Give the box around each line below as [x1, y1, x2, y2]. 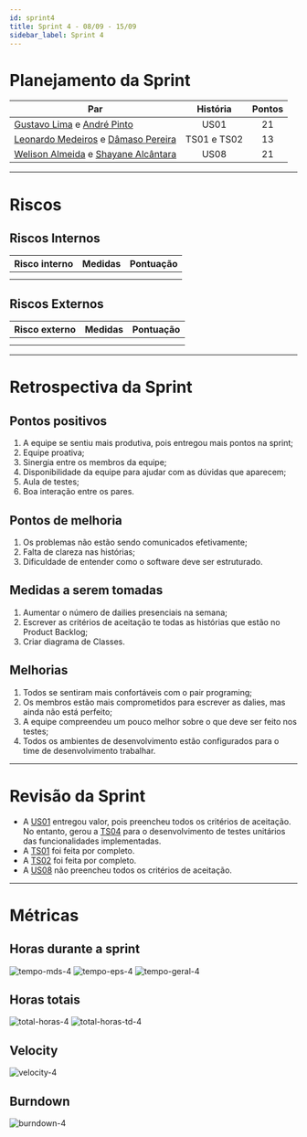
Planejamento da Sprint [9, 69, 191, 90]
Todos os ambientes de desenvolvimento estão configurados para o [22, 735, 280, 746]
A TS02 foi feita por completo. [22, 855, 137, 866]
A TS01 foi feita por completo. [22, 845, 135, 855]
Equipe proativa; [22, 447, 85, 458]
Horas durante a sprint [9, 941, 140, 957]
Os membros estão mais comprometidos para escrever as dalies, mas [22, 696, 286, 707]
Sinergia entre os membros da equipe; [22, 457, 167, 468]
